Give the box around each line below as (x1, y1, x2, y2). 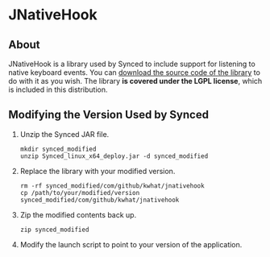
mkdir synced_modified (19, 145, 97, 153)
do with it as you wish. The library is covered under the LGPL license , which (8, 77, 263, 85)
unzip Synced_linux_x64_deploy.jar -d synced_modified (19, 151, 209, 160)
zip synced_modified (19, 226, 89, 234)
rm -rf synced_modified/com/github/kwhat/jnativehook (19, 181, 205, 190)
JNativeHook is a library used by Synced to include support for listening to (8, 59, 255, 68)
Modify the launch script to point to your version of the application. (19, 239, 243, 249)
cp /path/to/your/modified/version (19, 189, 140, 197)
